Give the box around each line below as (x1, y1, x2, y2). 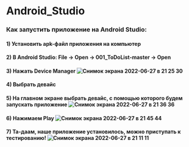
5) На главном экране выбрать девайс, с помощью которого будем (6, 95, 183, 102)
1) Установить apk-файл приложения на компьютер (6, 40, 141, 47)
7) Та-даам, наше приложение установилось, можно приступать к (6, 128, 181, 135)
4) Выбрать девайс (6, 81, 56, 88)
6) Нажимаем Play (6, 114, 55, 121)
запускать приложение (6, 101, 68, 108)
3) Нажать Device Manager (6, 67, 76, 74)
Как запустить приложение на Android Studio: (6, 26, 147, 34)
